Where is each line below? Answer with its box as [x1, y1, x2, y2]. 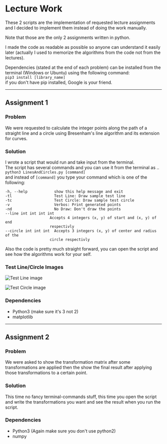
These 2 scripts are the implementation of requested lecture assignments [5, 19, 156, 25]
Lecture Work [5, 3, 63, 14]
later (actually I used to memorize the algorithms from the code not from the [5, 49, 161, 55]
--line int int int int [5, 211, 55, 216]
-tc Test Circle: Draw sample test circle [5, 198, 135, 203]
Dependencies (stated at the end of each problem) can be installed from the [5, 64, 161, 70]
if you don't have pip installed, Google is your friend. [5, 79, 113, 85]
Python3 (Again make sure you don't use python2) [12, 428, 116, 434]
